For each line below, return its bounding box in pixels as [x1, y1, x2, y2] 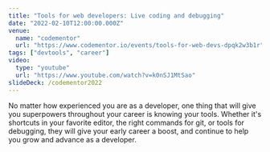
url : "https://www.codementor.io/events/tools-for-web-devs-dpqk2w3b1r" [15, 42, 264, 50]
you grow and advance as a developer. [8, 134, 137, 144]
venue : [8, 26, 31, 34]
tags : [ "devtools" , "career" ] [8, 49, 110, 57]
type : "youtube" [15, 64, 70, 72]
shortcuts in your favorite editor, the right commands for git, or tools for [8, 118, 245, 127]
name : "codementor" [15, 34, 81, 42]
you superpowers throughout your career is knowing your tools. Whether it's [8, 109, 262, 118]
